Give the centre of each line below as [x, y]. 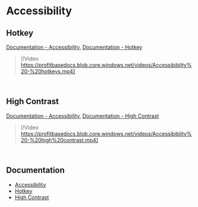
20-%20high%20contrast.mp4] [59, 140]
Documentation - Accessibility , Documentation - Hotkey [74, 47]
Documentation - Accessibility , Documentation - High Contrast [82, 116]
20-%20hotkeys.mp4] [48, 71]
